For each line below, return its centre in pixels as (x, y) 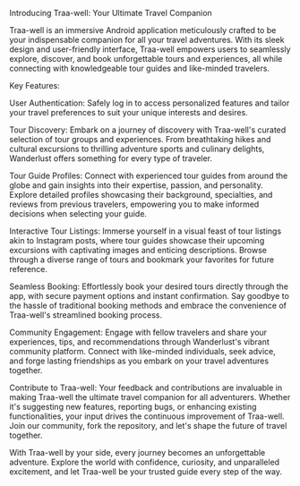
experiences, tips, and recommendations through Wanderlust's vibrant (140, 342)
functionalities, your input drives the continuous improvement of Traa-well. (147, 416)
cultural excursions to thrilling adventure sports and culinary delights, (137, 149)
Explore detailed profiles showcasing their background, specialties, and (141, 195)
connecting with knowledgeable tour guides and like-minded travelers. (140, 68)
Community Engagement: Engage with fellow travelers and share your (138, 332)
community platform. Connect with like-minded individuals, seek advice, (142, 351)
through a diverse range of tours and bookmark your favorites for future (142, 260)
